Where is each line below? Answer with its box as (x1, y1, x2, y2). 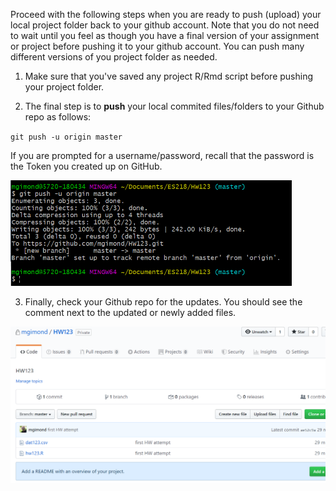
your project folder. (24, 81, 105, 93)
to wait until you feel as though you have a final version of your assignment (10, 30, 320, 41)
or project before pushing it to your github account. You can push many (10, 40, 305, 52)
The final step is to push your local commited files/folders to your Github (24, 100, 325, 112)
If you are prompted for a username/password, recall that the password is (10, 150, 315, 161)
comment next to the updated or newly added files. (24, 306, 237, 318)
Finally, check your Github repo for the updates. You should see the (24, 295, 303, 308)
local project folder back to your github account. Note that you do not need (10, 19, 320, 31)
